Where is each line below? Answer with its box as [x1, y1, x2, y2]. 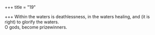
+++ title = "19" [4, 4, 36, 10]
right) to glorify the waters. [4, 19, 59, 25]
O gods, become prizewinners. [4, 24, 68, 30]
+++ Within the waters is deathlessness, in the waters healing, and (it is [4, 14, 150, 19]
